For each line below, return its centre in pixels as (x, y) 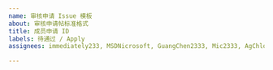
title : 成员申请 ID (39, 31)
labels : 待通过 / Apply (47, 39)
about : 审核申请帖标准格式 (49, 24)
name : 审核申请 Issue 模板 (50, 16)
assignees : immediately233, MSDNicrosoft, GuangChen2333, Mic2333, (125, 46)
